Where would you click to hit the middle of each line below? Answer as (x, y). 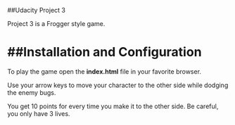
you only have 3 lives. (39, 113)
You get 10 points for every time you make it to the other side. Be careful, (113, 106)
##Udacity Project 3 (36, 10)
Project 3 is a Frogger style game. (56, 24)
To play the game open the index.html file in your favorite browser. (104, 71)
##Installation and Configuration (104, 52)
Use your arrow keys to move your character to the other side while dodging (118, 85)
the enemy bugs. (32, 92)
